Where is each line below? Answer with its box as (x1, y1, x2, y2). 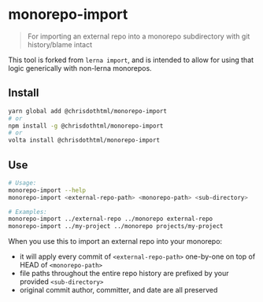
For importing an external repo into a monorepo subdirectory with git (27, 31, 250, 41)
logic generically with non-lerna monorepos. (8, 63, 152, 72)
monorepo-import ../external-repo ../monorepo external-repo (8, 215, 213, 223)
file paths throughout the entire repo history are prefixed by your (19, 269, 230, 278)
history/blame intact (27, 39, 93, 49)
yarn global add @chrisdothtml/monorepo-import (8, 107, 168, 115)
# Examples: (8, 208, 47, 215)
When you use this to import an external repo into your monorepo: (8, 237, 223, 246)
